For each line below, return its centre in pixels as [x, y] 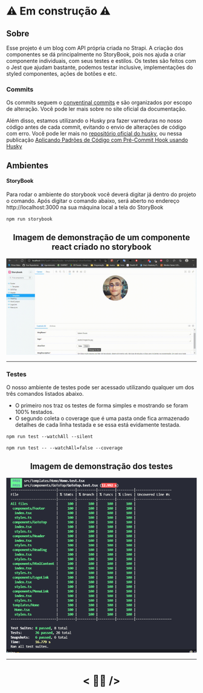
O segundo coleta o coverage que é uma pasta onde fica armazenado [102, 418]
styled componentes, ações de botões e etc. [62, 74]
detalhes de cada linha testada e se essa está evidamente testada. [98, 424]
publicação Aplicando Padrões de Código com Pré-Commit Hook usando [97, 140]
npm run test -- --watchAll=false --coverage [64, 448]
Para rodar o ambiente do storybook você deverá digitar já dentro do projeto [101, 194]
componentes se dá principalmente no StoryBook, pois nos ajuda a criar [96, 54]
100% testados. [34, 412]
